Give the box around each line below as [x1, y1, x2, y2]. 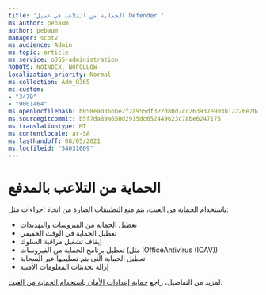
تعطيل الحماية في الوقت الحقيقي [19, 228, 117, 238]
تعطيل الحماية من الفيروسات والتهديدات [19, 220, 137, 230]
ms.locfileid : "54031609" [8, 144, 93, 152]
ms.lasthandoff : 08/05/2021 [8, 136, 101, 145]
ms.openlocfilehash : [8, 108, 77, 116]
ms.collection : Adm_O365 [8, 78, 90, 86]
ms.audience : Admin [8, 41, 73, 49]
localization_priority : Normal [8, 71, 112, 79]
